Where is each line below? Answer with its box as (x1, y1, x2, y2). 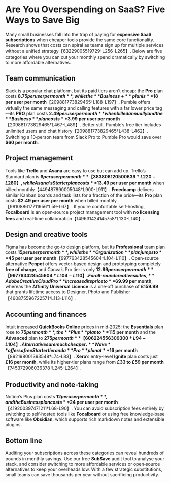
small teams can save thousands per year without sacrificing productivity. (5, 471, 160, 477)
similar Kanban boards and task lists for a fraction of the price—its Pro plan (5, 192, 162, 198)
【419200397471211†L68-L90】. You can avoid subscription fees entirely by (5, 405, 164, 411)
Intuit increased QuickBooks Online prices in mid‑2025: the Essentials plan (5, 324, 164, 330)
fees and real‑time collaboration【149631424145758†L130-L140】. (5, 215, 145, 221)
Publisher (111, 289, 130, 295)
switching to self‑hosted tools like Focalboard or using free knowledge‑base (5, 411, 165, 417)
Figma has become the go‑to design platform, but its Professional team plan (5, 244, 165, 250)
